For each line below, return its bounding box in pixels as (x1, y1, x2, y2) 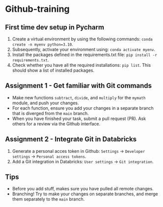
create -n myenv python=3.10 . (12, 41, 74, 47)
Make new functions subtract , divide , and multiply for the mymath (12, 94, 146, 100)
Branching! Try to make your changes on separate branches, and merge (12, 191, 158, 197)
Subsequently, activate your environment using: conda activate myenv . (12, 47, 156, 52)
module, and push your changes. (12, 100, 79, 106)
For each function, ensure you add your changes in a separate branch (12, 105, 154, 111)
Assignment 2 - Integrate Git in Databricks (5, 135, 137, 144)
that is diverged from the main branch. (12, 110, 89, 116)
